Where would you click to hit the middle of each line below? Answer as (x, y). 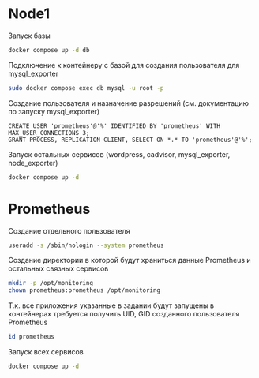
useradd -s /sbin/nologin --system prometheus (86, 245)
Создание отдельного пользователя (69, 230)
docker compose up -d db (49, 50)
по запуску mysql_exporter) (54, 111)
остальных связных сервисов (58, 268)
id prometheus (32, 337)
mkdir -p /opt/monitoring (51, 283)
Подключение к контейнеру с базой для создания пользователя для (124, 65)
